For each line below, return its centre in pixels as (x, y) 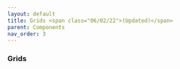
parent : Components (36, 27)
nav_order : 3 (27, 34)
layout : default (31, 14)
